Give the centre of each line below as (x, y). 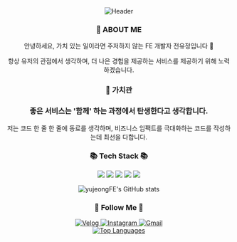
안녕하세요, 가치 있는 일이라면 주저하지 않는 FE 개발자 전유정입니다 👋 (119, 46)
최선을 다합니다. (125, 137)
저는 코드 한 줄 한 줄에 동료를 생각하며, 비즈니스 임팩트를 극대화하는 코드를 (109, 128)
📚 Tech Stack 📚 (119, 156)
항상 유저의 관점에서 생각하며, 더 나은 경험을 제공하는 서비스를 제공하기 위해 (112, 61)
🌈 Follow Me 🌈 (119, 207)
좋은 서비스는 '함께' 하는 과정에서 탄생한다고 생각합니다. (119, 111)
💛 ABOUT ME (119, 29)
